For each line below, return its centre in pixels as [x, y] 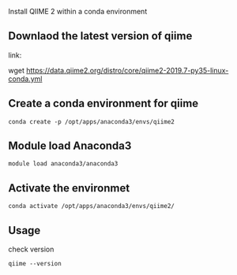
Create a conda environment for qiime [103, 104]
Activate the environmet [69, 188]
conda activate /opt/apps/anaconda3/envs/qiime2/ [92, 206]
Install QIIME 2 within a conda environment [78, 11]
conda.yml [25, 79]
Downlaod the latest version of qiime [100, 36]
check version [31, 249]
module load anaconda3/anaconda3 [63, 164]
